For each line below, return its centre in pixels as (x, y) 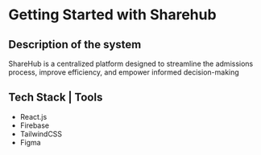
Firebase (35, 125)
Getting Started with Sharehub (112, 15)
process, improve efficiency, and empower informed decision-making (124, 72)
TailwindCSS (41, 133)
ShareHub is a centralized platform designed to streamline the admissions (131, 63)
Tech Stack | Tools (56, 98)
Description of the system (75, 45)
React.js (33, 116)
